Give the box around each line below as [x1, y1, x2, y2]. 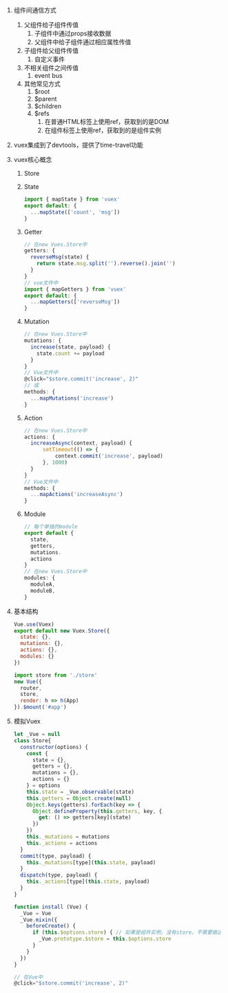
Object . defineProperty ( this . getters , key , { [32, 808, 163, 815]
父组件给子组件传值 [23, 21, 79, 29]
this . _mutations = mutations [26, 833, 110, 840]
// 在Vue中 [13, 974, 43, 981]
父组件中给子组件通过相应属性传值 [34, 38, 132, 46]
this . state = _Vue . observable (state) [26, 788, 135, 795]
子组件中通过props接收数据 [34, 30, 112, 37]
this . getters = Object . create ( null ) [26, 795, 132, 801]
